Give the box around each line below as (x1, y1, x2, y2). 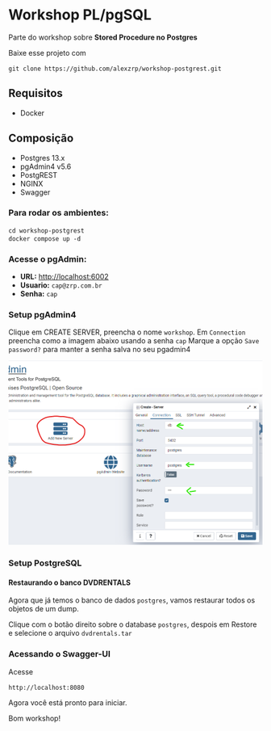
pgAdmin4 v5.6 (19, 162, 72, 171)
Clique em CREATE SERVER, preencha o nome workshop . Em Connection (8, 327, 246, 337)
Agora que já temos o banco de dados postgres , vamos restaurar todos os (8, 595, 256, 605)
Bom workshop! (8, 713, 61, 723)
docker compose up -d (8, 234, 81, 243)
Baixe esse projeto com (8, 48, 86, 57)
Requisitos (8, 86, 63, 100)
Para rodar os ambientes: (8, 208, 109, 219)
